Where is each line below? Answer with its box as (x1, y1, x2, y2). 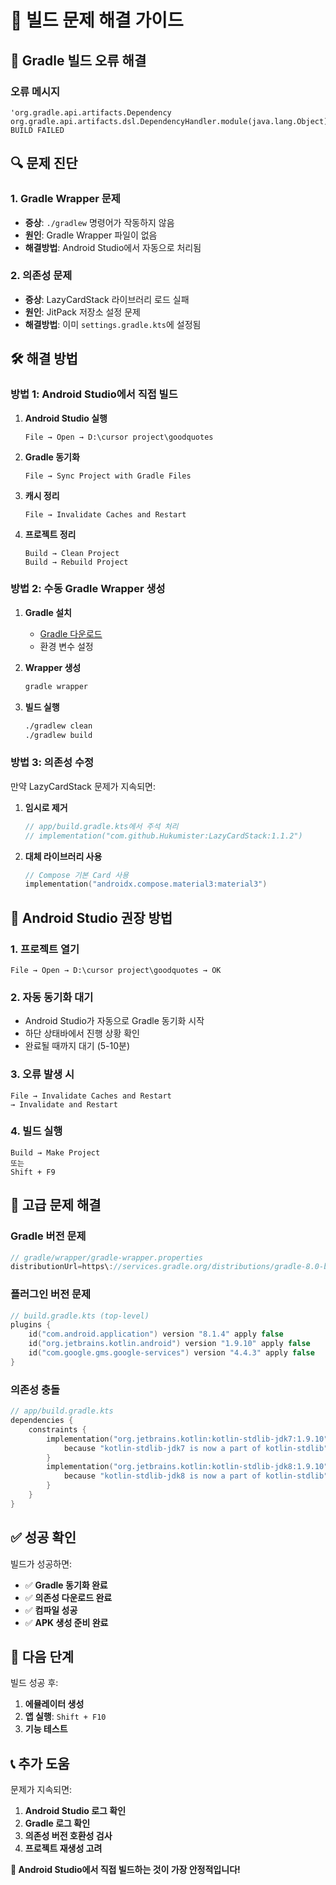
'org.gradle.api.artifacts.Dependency (10, 107, 172, 118)
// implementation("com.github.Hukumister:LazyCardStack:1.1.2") (24, 831, 303, 841)
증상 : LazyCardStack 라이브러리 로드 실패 (24, 293, 190, 305)
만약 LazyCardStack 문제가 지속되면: (10, 780, 157, 792)
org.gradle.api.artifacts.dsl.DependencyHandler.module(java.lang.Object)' (10, 116, 333, 126)
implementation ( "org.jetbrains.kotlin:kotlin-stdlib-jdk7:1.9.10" (46, 1434, 329, 1444)
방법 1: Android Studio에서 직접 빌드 (10, 387, 178, 401)
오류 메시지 (10, 84, 61, 98)
